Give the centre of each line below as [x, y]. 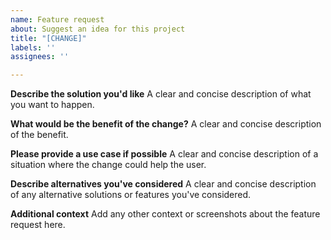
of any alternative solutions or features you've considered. [131, 195]
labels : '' [33, 47]
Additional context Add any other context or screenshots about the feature [165, 214]
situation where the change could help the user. [108, 165]
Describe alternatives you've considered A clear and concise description [163, 184]
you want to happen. [52, 105]
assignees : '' [40, 57]
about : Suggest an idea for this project [98, 29]
